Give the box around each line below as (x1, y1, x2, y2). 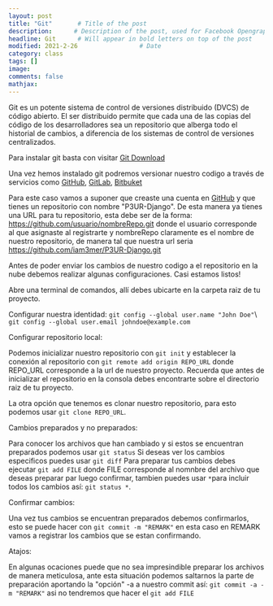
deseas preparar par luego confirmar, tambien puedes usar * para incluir (8, 473, 249, 482)
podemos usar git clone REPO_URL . (8, 407, 127, 416)
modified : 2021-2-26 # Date (8, 42, 162, 50)
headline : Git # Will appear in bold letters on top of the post (8, 34, 253, 43)
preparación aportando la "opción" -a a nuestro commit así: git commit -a (8, 579, 258, 589)
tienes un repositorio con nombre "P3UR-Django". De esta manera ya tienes (8, 201, 262, 211)
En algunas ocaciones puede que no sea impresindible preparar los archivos (8, 562, 265, 572)
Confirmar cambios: (8, 497, 76, 507)
